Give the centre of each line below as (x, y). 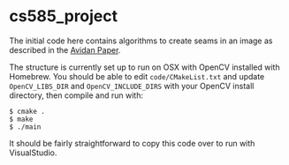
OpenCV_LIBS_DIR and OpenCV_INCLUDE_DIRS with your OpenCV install (132, 86)
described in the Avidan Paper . (65, 49)
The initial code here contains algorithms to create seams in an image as (141, 41)
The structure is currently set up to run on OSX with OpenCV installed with (144, 67)
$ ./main (25, 127)
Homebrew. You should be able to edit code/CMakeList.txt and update (137, 76)
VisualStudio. (33, 153)
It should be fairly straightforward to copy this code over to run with (132, 143)
